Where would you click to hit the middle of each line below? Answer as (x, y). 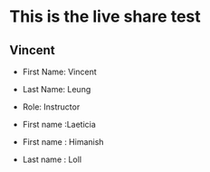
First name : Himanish (63, 142)
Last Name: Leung (57, 89)
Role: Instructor (51, 107)
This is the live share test (105, 17)
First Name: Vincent (59, 72)
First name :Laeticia (59, 124)
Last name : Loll (52, 159)
